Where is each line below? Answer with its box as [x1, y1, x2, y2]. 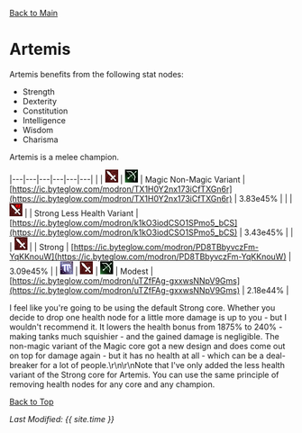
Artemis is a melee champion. [9, 151, 120, 162]
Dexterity [22, 95, 57, 106]
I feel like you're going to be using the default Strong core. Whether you [9, 302, 276, 313]
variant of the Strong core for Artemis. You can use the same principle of [9, 369, 279, 380]
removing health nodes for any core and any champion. [9, 378, 215, 390]
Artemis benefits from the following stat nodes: [9, 68, 184, 79]
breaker [9, 359, 39, 370]
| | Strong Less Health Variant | [23, 207, 139, 219]
